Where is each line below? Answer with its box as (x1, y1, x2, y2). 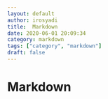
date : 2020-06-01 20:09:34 (7, 29, 86, 37)
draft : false (7, 49, 46, 56)
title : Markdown (7, 23, 58, 30)
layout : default (7, 10, 55, 17)
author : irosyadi (7, 17, 58, 24)
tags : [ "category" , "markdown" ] (7, 43, 102, 49)
